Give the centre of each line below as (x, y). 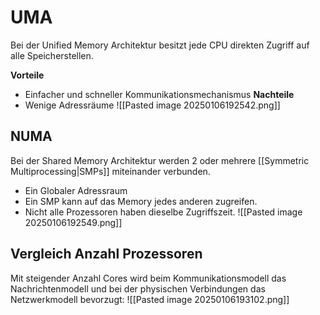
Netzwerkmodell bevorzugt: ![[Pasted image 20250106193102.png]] (150, 299)
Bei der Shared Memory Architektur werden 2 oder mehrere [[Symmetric (160, 160)
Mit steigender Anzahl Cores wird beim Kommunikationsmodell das (148, 278)
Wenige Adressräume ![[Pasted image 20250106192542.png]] (152, 105)
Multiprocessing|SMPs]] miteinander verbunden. (110, 171)
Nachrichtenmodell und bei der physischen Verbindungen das (138, 288)
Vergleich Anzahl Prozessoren (106, 254)
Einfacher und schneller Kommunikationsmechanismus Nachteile (159, 94)
